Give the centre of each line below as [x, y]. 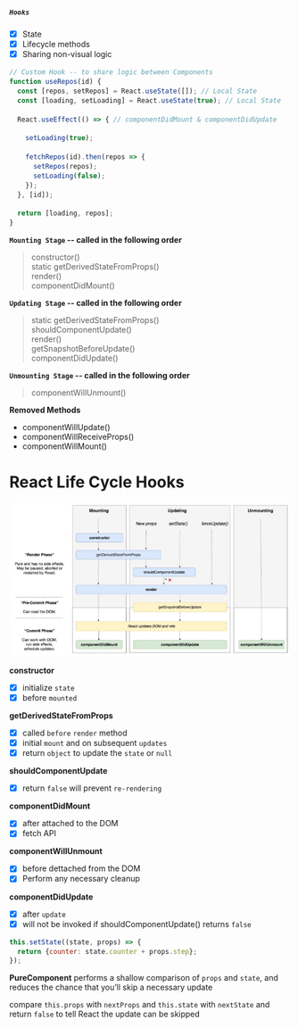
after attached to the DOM [70, 824]
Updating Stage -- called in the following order [96, 303]
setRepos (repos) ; [65, 166]
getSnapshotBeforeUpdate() [83, 349]
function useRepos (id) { [55, 82]
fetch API [39, 833]
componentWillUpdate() [66, 427]
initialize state [48, 687]
